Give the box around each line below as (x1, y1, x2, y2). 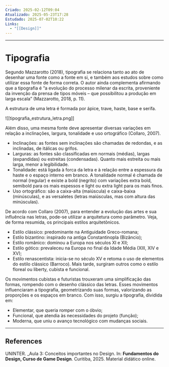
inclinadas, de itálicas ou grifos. (12, 145, 78, 151)
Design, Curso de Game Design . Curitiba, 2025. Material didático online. (5, 355, 156, 362)
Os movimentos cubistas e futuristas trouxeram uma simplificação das (5, 276, 151, 282)
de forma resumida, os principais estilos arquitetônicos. (5, 219, 121, 225)
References (5, 337, 42, 346)
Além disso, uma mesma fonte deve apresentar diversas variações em (5, 125, 151, 131)
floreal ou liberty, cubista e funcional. (12, 266, 90, 272)
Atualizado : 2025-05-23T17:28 (5, 12, 69, 17)
